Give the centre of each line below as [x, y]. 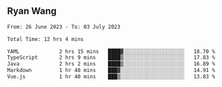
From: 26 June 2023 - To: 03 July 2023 [64, 27]
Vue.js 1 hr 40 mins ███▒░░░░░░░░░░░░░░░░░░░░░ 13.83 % [111, 77]
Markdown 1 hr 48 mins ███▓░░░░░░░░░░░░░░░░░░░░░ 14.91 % [111, 71]
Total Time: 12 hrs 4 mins [45, 39]
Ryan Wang [32, 11]
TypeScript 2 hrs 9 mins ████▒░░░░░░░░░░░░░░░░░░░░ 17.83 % [111, 58]
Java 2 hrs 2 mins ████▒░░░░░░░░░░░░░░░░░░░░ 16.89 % [111, 64]
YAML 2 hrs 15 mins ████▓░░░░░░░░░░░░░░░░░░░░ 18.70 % [111, 51]
